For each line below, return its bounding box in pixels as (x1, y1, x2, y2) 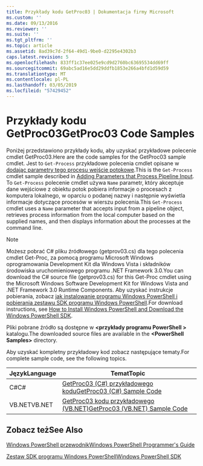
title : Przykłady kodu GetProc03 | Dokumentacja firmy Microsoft (6, 8, 174, 15)
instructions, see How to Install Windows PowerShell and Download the (6, 305, 184, 313)
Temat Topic (111, 369, 146, 378)
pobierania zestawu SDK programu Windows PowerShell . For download (6, 299, 183, 306)
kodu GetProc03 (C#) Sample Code (62, 387, 162, 395)
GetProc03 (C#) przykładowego (62, 379, 153, 388)
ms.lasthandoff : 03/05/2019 (6, 82, 77, 88)
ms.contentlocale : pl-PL (6, 76, 69, 82)
